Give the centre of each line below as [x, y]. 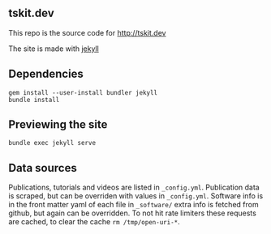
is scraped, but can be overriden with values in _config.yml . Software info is [136, 196]
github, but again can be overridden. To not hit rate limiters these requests [133, 213]
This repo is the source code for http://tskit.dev [87, 32]
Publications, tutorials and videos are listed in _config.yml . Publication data [134, 187]
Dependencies [46, 74]
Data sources [43, 168]
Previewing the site [58, 125]
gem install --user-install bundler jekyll [83, 92]
